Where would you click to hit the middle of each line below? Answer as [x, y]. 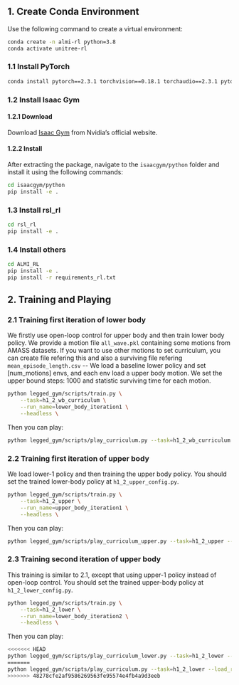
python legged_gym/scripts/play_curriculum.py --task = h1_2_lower [106, 669]
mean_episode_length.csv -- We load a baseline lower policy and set [107, 366]
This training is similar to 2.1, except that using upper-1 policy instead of [112, 575]
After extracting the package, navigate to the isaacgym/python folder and [113, 165]
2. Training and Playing [59, 300]
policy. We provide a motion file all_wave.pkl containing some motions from [119, 343]
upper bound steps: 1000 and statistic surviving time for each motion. [109, 381]
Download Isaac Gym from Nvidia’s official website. [83, 132]
